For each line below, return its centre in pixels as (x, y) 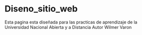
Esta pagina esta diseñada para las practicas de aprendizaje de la (71, 22)
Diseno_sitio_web (41, 9)
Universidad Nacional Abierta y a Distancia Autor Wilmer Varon (68, 27)
